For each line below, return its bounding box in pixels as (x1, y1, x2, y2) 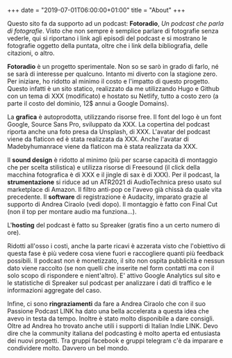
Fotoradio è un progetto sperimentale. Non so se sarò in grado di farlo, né (7, 63, 219, 70)
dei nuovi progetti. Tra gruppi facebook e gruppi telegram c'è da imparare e (7, 336, 224, 345)
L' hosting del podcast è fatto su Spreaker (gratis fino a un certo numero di (7, 221, 220, 229)
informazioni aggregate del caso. (7, 286, 102, 294)
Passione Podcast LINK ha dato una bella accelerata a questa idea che (7, 307, 210, 315)
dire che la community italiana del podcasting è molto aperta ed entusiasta (7, 329, 221, 337)
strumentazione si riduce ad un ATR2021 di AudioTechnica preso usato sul (7, 178, 222, 186)
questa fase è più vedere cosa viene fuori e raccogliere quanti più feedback (7, 250, 224, 257)
